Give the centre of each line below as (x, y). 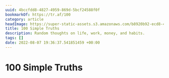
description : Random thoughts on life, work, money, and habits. (75, 33)
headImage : (17, 24)
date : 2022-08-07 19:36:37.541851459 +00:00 (53, 43)
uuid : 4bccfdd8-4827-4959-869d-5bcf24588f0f (53, 10)
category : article (24, 19)
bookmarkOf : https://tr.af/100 (38, 15)
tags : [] (14, 38)
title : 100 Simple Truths (32, 29)
